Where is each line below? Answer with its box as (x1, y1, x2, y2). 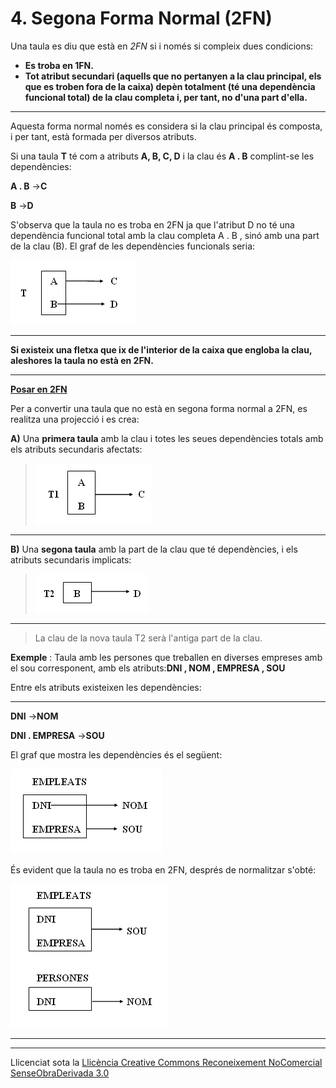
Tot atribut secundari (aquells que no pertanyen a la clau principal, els (24, 70, 322, 82)
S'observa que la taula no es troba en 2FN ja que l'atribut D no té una (10, 218, 295, 231)
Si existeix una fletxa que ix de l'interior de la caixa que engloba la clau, (10, 343, 313, 356)
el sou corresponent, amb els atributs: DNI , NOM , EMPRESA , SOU (10, 662, 286, 674)
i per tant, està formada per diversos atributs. (10, 130, 197, 142)
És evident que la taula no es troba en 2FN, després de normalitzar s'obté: (10, 863, 317, 876)
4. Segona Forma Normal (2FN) (10, 7, 273, 30)
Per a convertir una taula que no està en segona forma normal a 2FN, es (10, 402, 308, 414)
